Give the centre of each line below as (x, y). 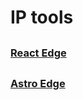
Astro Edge (38, 83)
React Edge (38, 53)
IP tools (42, 17)
